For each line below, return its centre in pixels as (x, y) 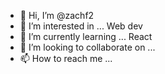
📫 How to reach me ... (66, 58)
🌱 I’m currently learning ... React (86, 36)
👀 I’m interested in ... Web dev (81, 26)
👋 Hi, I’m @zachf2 (57, 15)
